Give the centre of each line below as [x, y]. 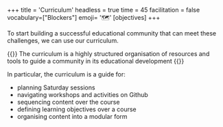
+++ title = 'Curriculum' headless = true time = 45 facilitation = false [104, 10]
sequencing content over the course [68, 102]
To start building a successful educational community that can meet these [112, 33]
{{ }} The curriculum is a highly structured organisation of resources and [108, 54]
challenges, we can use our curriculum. [63, 41]
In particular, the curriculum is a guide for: [66, 74]
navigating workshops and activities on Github [83, 95]
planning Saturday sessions [56, 87]
